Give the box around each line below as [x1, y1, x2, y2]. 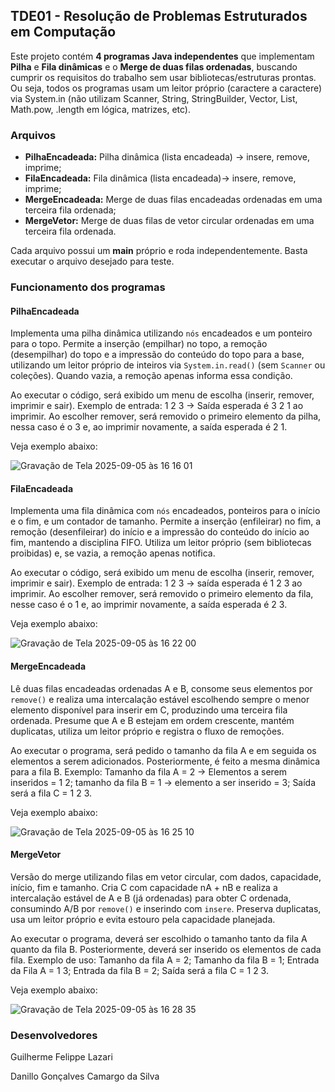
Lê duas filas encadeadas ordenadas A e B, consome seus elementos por [10, 682, 313, 694]
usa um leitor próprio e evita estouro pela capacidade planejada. [10, 913, 276, 925]
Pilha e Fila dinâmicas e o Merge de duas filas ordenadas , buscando [10, 60, 298, 73]
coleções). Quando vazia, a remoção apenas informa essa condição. [10, 370, 293, 382]
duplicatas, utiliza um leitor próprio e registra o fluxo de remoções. [10, 725, 285, 737]
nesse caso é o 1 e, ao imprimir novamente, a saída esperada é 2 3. [10, 599, 288, 611]
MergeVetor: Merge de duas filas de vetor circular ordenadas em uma [24, 215, 315, 227]
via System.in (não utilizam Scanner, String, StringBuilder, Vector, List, [10, 92, 298, 104]
